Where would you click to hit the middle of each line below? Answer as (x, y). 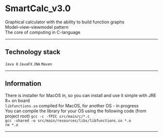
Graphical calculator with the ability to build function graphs (65, 22)
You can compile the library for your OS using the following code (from (76, 111)
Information (23, 84)
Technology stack (33, 52)
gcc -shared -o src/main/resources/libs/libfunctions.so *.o (68, 120)
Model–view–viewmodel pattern (37, 27)
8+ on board (17, 101)
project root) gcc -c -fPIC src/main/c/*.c (47, 116)
